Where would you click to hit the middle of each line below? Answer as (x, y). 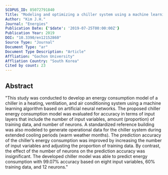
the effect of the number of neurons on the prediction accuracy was (75, 151)
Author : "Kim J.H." (25, 19)
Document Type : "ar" (27, 47)
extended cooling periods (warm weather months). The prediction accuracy (83, 135)
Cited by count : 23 (25, 65)
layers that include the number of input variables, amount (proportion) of (80, 119)
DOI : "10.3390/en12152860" (33, 38)
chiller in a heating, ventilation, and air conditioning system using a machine (83, 103)
